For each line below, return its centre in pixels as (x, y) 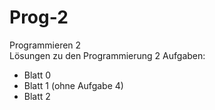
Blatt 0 (37, 75)
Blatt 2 (37, 96)
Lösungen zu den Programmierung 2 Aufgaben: (107, 55)
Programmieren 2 (45, 45)
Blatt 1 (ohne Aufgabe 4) (73, 85)
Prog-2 (39, 17)
